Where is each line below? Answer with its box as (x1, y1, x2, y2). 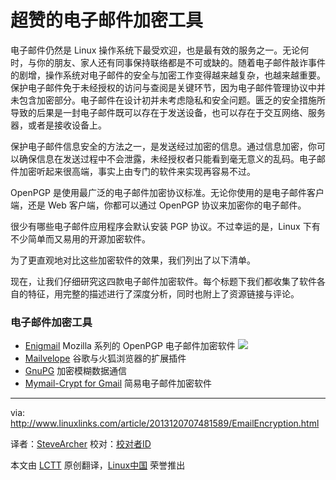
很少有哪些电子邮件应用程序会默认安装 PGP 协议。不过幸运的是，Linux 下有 (10, 220, 321, 232)
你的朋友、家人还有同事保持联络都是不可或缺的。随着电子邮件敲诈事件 (36, 56, 326, 68)
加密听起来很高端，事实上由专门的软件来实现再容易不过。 (18, 165, 256, 177)
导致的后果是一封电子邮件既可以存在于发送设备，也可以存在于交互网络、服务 (10, 106, 326, 118)
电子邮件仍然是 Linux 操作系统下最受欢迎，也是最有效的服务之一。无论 (10, 44, 301, 56)
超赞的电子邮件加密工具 (10, 9, 204, 32)
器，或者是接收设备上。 (10, 119, 107, 131)
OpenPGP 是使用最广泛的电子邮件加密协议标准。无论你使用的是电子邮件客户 (10, 186, 325, 198)
